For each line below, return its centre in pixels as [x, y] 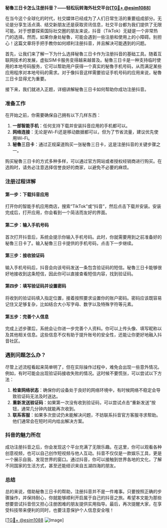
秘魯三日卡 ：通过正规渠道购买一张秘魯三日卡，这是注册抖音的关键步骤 [84, 144]
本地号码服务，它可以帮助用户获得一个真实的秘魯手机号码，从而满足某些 [88, 66]
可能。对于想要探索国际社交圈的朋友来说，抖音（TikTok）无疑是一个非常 [80, 31]
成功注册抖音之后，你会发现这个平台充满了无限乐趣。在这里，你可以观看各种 [83, 447]
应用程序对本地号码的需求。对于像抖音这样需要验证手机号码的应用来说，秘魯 [83, 72]
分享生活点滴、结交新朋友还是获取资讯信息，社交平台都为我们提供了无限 [88, 25]
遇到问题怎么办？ [26, 355]
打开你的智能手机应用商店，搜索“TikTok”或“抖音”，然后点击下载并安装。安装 [83, 207]
